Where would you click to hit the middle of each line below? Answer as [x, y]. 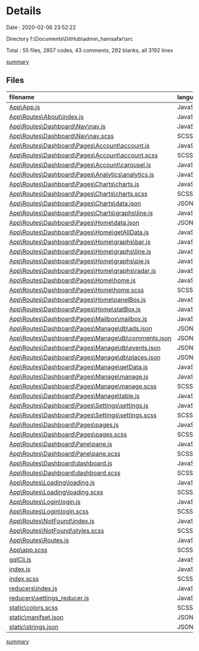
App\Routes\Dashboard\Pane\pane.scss [65, 453]
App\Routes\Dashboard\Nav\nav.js [57, 126]
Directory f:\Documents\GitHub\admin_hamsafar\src [70, 39]
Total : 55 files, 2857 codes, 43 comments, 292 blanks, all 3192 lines [90, 50]
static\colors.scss [33, 607]
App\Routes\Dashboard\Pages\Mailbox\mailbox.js [78, 319]
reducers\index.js [33, 588]
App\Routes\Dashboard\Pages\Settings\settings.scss [83, 415]
